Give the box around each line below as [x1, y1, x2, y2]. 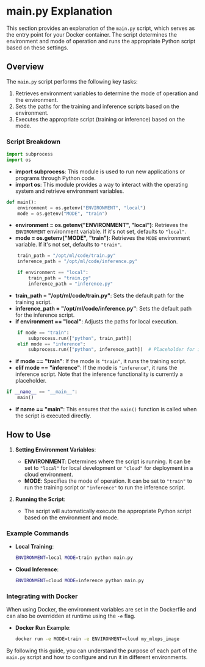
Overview [6, 62, 45, 72]
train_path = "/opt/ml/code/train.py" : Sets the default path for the [15, 292, 184, 299]
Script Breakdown [6, 137, 61, 146]
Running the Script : [15, 496, 66, 503]
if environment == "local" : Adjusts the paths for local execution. [15, 317, 178, 325]
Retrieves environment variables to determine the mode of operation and [15, 90, 198, 97]
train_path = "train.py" [28, 275, 92, 281]
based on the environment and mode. [24, 514, 119, 521]
